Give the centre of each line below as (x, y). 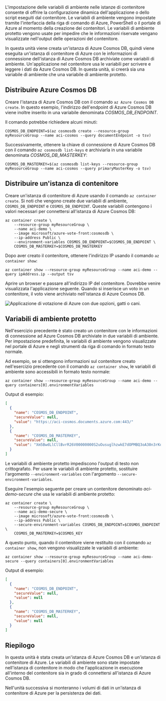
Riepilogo (20, 645)
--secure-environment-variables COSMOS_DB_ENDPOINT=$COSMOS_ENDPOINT (87, 525)
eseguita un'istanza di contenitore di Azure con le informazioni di (71, 53)
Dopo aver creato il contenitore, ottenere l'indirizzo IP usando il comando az (82, 255)
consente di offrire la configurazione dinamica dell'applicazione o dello (77, 12)
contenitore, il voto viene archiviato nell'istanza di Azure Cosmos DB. (75, 294)
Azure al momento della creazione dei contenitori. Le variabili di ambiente (80, 28)
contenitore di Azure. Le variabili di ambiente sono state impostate (72, 662)
